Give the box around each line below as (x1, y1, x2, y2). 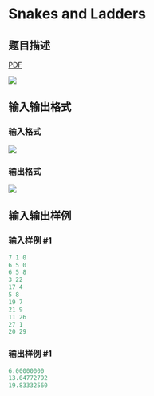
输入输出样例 (8, 209, 72, 223)
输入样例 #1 (8, 235, 52, 246)
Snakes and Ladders (8, 5, 146, 23)
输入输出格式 (8, 101, 72, 114)
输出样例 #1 (8, 348, 52, 359)
